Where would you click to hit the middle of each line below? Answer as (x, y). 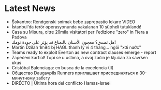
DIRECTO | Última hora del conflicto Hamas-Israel (61, 83)
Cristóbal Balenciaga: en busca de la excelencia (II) (62, 67)
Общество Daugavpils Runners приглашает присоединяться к (75, 73)
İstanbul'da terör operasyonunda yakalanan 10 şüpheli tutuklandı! (76, 26)
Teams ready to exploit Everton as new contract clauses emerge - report (84, 52)
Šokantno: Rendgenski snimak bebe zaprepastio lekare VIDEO (73, 22)
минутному (23, 78)
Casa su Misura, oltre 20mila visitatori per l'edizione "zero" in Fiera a (80, 32)
